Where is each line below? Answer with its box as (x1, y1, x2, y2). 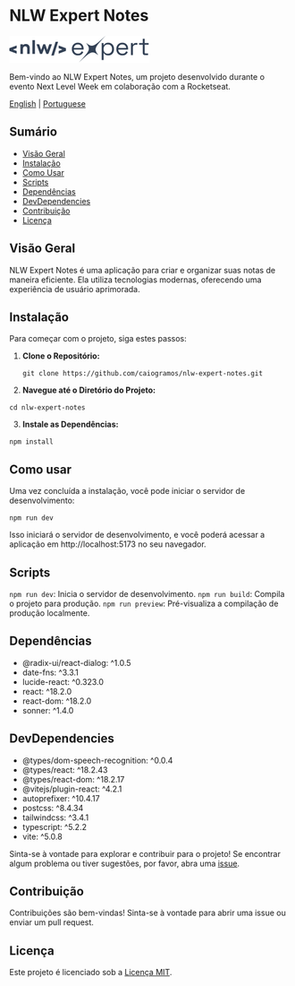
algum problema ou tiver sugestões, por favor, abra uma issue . (9, 858, 240, 869)
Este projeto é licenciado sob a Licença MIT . (9, 967, 173, 978)
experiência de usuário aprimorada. (9, 283, 140, 294)
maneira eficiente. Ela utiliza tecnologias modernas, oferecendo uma (9, 274, 262, 285)
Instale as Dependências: (21, 419, 119, 430)
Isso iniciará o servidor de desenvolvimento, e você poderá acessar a (9, 530, 265, 541)
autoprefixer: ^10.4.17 (21, 792, 100, 803)
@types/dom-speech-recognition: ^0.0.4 (21, 755, 173, 765)
